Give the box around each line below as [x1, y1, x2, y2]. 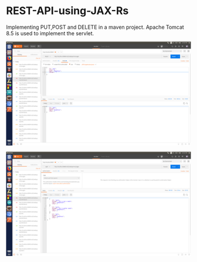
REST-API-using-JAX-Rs [6, 4, 129, 18]
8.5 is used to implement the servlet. [6, 29, 94, 36]
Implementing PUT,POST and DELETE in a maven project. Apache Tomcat [6, 23, 185, 31]
